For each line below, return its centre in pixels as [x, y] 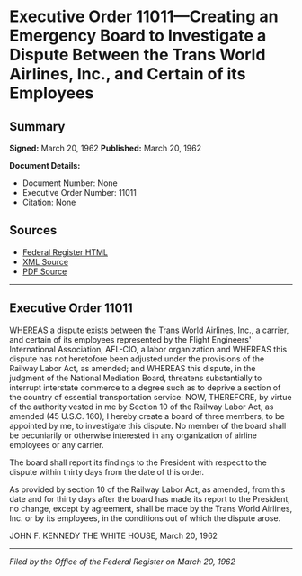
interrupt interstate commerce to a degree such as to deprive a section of [145, 387]
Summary [37, 127]
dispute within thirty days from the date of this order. [107, 471]
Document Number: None [70, 183]
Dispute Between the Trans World [138, 55]
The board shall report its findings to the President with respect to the [138, 462]
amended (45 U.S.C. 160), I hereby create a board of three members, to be [147, 416]
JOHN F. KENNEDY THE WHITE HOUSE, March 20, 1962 [114, 535]
